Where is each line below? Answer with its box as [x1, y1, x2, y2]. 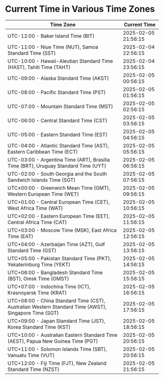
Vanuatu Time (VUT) [7, 352, 55, 358]
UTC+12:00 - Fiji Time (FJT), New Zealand [7, 359, 106, 366]
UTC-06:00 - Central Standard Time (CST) [7, 117, 107, 124]
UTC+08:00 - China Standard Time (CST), [7, 297, 105, 304]
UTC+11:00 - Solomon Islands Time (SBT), [7, 346, 107, 353]
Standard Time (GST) [7, 247, 57, 253]
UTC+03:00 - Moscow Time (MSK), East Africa [7, 227, 117, 233]
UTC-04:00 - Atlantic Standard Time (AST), [7, 142, 109, 149]
